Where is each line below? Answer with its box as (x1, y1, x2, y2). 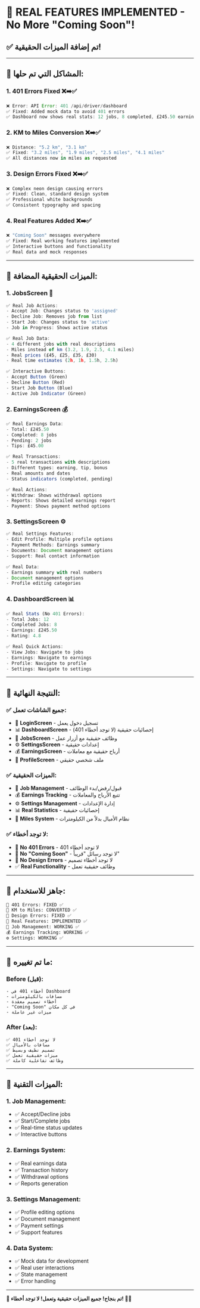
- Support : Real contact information (6, 553, 100, 559)
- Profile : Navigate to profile (6, 660, 86, 667)
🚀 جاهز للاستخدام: (6, 886, 66, 896)
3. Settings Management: (6, 1195, 82, 1203)
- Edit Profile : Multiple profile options (6, 537, 113, 543)
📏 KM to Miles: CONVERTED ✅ (6, 907, 77, 913)
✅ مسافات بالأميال (6, 1042, 51, 1048)
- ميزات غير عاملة (6, 1009, 52, 1015)
